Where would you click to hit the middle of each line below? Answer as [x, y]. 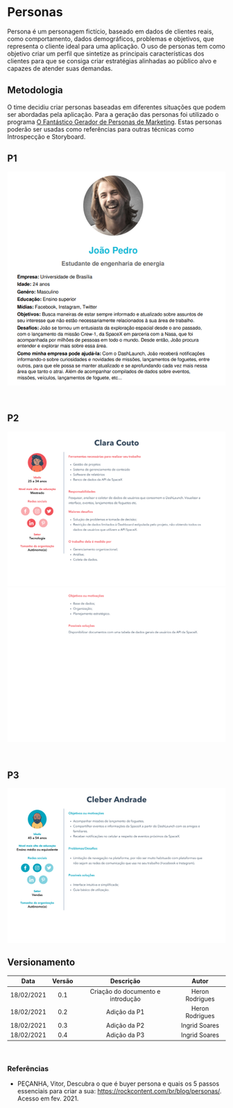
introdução [125, 999]
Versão [62, 981]
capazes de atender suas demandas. [60, 68]
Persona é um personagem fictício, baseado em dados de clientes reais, [110, 31]
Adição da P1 [126, 1012]
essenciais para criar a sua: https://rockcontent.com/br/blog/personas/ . [119, 1091]
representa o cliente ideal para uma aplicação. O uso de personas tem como [116, 46]
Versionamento [41, 962]
